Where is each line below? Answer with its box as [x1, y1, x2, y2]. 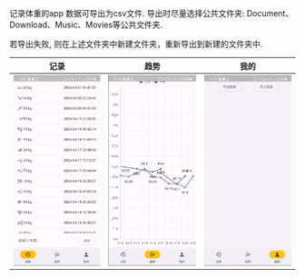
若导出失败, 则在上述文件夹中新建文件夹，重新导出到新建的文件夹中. [9, 39, 263, 49]
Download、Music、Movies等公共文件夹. [9, 19, 163, 30]
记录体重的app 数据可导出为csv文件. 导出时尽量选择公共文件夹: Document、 [9, 8, 294, 18]
